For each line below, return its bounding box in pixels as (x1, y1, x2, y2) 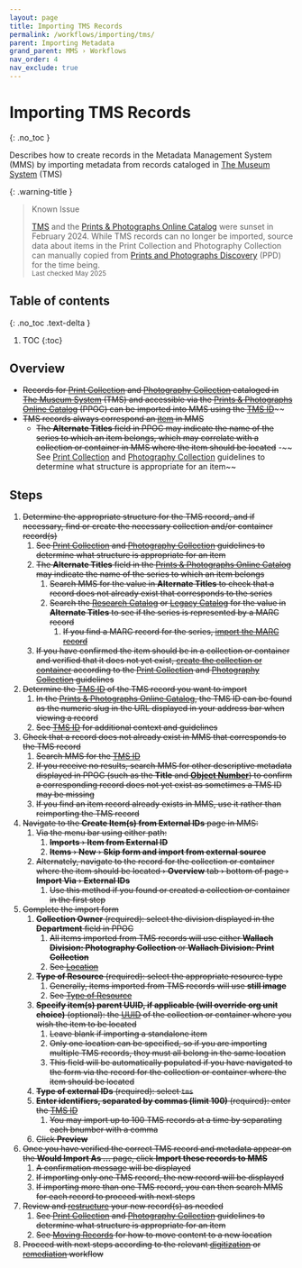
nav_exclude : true (9, 64, 78, 73)
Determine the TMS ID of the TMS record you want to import (22, 684, 248, 695)
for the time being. (31, 259, 101, 270)
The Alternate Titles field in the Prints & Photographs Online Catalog (35, 560, 291, 570)
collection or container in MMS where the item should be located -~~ (35, 442, 293, 453)
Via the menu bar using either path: (35, 827, 168, 838)
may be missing (35, 789, 95, 800)
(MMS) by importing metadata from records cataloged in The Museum (9, 159, 270, 169)
